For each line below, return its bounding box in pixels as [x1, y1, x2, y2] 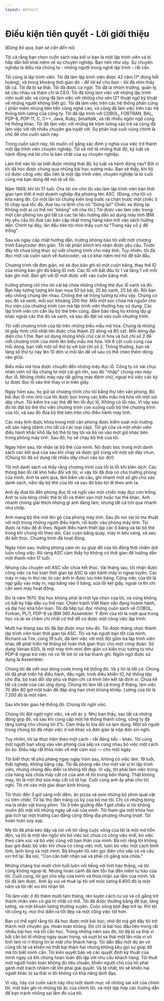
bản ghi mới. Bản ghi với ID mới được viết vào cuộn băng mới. [5, 273, 129, 278]
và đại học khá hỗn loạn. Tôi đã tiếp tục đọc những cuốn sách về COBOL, [5, 605, 153, 611]
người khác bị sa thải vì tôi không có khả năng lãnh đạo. [5, 970, 117, 976]
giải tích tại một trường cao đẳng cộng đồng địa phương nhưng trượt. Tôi [5, 812, 151, 818]
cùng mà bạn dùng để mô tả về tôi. [5, 176, 76, 182]
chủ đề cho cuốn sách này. [5, 131, 60, 137]
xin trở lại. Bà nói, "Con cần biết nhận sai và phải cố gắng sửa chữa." [5, 853, 143, 859]
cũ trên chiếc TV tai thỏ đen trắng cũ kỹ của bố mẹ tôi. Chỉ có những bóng [5, 797, 155, 802]
